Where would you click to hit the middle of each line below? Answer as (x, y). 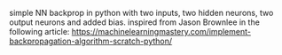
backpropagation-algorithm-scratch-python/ (91, 41)
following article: (39, 31)
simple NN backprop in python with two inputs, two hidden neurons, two (141, 13)
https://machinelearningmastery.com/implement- (161, 31)
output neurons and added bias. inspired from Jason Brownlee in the (134, 22)
